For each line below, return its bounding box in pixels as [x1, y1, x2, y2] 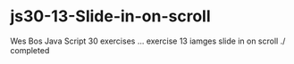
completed [10, 44, 50, 55]
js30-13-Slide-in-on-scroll [10, 6, 211, 27]
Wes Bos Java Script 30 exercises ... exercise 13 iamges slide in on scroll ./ [10, 36, 286, 46]
